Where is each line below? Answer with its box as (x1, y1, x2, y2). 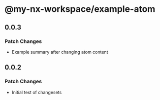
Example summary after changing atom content (11, 49, 108, 55)
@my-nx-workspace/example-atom (4, 3, 156, 15)
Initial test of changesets (11, 89, 62, 95)
